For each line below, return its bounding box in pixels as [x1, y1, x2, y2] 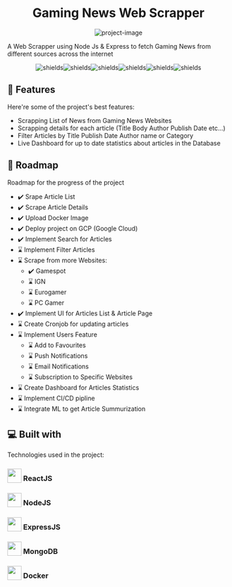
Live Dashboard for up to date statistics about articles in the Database [17, 139, 221, 147]
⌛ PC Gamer [28, 298, 65, 307]
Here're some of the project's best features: [7, 103, 135, 111]
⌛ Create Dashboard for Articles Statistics [17, 383, 140, 392]
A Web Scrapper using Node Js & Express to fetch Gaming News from [7, 42, 212, 50]
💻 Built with [7, 428, 62, 440]
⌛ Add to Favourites [28, 341, 86, 349]
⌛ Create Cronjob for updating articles [17, 320, 129, 328]
